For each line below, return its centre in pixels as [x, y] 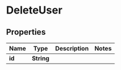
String [40, 58]
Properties [26, 32]
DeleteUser [35, 10]
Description [72, 49]
